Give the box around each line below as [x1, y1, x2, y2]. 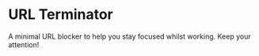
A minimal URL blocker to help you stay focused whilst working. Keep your [8, 32, 251, 41]
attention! [8, 39, 40, 49]
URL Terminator [8, 6, 113, 24]
